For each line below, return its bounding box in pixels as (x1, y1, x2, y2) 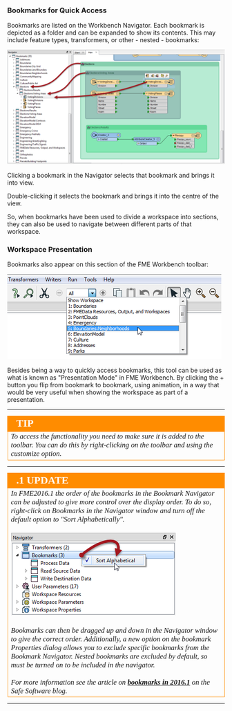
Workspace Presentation (7, 245, 93, 255)
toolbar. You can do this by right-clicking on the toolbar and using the (10, 441, 213, 450)
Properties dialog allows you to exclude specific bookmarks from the (10, 643, 210, 652)
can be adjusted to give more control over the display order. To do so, (10, 497, 212, 506)
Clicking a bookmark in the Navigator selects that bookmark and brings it (7, 172, 215, 180)
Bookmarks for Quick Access (7, 6, 107, 15)
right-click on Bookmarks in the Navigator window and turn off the (10, 506, 205, 515)
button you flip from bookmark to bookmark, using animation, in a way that (7, 381, 220, 389)
